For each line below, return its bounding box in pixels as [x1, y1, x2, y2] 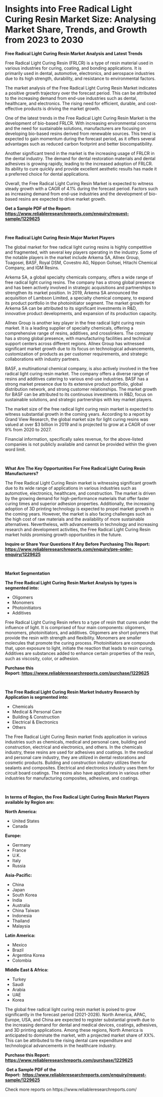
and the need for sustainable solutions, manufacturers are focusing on [5, 125, 146, 131]
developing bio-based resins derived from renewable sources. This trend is [5, 130, 156, 136]
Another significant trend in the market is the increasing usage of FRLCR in [5, 150, 155, 156]
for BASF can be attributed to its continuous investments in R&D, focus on [5, 391, 153, 397]
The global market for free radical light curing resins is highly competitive [5, 244, 152, 250]
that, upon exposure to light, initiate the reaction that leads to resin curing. [5, 645, 153, 651]
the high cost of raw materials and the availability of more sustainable [5, 516, 145, 522]
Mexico [12, 942, 27, 948]
